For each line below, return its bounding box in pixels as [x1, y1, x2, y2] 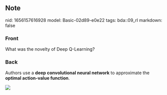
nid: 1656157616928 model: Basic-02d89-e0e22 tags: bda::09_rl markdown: [5, 17, 162, 23]
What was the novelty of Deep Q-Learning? [5, 46, 95, 52]
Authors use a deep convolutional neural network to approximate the [5, 70, 149, 76]
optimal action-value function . [5, 75, 70, 81]
